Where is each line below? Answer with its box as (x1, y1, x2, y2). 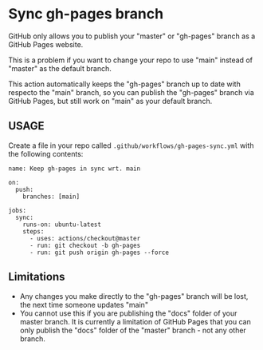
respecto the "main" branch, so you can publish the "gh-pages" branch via (8, 87, 255, 97)
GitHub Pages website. (8, 39, 84, 49)
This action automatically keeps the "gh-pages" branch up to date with (8, 79, 241, 89)
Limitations (8, 270, 65, 284)
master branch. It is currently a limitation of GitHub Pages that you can (19, 316, 251, 326)
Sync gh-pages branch (8, 5, 164, 23)
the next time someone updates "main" (19, 300, 149, 309)
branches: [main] (22, 193, 80, 201)
